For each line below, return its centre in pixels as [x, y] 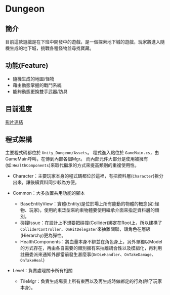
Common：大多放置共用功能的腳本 [49, 193]
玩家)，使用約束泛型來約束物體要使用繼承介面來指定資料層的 [92, 210]
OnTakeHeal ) [32, 260]
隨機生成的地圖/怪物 [33, 78]
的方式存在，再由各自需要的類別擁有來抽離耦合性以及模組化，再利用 [91, 248]
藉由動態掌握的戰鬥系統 [37, 85]
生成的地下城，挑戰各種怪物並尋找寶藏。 [52, 48]
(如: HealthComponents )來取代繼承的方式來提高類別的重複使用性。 [72, 165]
